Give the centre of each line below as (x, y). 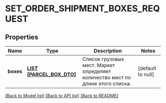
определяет (97, 71)
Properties (22, 37)
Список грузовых (103, 59)
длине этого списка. (107, 84)
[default (147, 68)
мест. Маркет (99, 65)
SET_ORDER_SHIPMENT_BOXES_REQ (83, 9)
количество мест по (106, 77)
